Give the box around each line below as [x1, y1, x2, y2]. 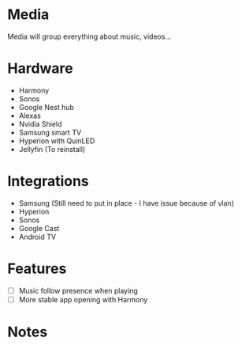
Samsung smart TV [18, 127, 82, 137]
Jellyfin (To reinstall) [18, 144, 86, 154]
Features [7, 260, 67, 278]
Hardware [7, 59, 73, 78]
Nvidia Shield [18, 119, 62, 128]
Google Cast [18, 223, 60, 233]
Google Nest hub [18, 102, 74, 112]
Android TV [18, 232, 57, 241]
